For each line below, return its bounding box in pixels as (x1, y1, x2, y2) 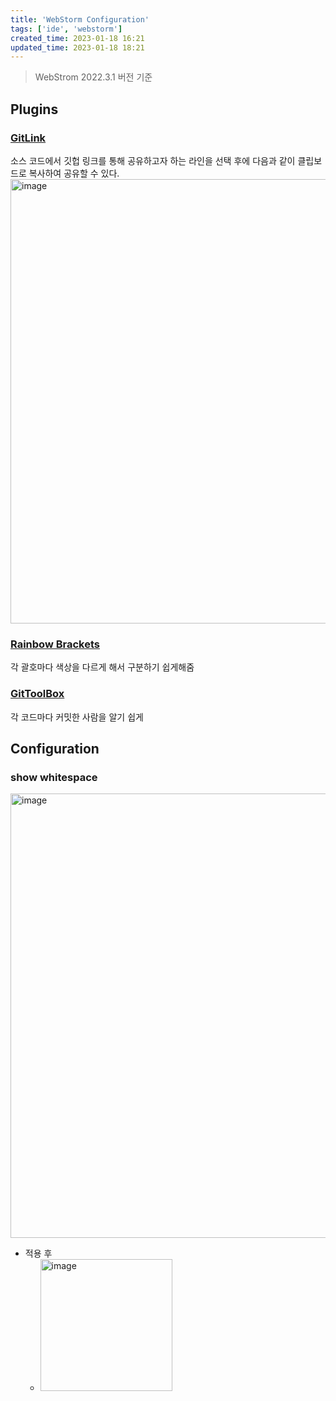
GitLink (10, 131, 47, 145)
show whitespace (10, 770, 98, 784)
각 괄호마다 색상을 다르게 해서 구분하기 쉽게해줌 (10, 661, 195, 673)
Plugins (10, 101, 59, 118)
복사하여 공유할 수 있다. (28, 167, 120, 179)
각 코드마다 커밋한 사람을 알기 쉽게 (10, 711, 144, 723)
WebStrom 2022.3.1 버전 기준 (34, 71, 153, 83)
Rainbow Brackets (10, 637, 100, 651)
